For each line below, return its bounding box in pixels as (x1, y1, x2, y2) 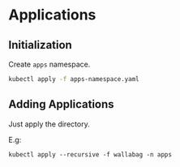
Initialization (8, 38, 73, 52)
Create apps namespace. (8, 59, 91, 69)
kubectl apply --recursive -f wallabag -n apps (8, 150, 173, 159)
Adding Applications (8, 97, 115, 111)
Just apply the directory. (8, 119, 91, 129)
